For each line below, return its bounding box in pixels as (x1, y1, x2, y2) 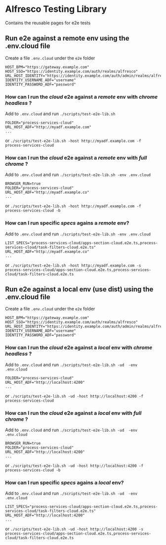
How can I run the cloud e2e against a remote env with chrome (5, 93, 158, 100)
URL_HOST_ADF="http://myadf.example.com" (5, 125, 92, 130)
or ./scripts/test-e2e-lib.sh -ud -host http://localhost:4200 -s (5, 526, 144, 532)
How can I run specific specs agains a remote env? (5, 220, 129, 227)
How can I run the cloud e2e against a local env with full (5, 409, 142, 416)
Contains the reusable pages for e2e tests (5, 20, 90, 26)
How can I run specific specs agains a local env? (5, 479, 124, 486)
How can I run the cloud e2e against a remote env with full (5, 154, 147, 161)
